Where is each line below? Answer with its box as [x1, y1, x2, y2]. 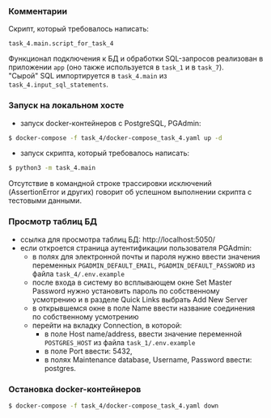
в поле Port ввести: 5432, [44, 346, 133, 356]
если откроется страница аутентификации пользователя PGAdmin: [19, 243, 252, 252]
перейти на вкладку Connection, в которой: [32, 320, 182, 330]
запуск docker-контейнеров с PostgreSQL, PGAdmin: [19, 118, 201, 128]
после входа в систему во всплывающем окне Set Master [32, 277, 232, 287]
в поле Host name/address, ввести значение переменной [44, 329, 243, 339]
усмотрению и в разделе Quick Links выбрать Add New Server [32, 294, 248, 304]
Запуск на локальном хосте [8, 99, 125, 111]
